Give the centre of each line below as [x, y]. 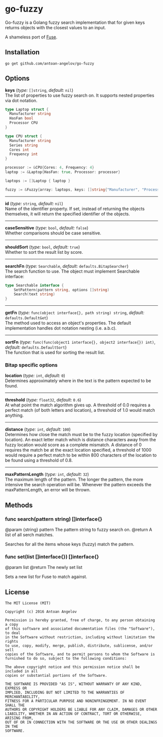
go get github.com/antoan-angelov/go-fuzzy [50, 63]
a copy [12, 625]
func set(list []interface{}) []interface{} [52, 557]
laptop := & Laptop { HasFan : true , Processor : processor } [63, 172]
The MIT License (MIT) [28, 603]
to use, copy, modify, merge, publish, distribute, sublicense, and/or [79, 646]
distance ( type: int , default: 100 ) [38, 429]
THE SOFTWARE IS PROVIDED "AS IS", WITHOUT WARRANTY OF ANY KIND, [73, 684]
